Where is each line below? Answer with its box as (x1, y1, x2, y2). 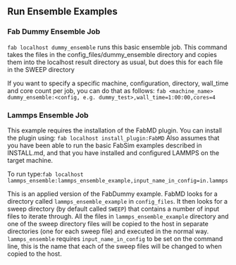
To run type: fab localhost (7, 169, 84, 178)
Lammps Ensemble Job (7, 110, 89, 120)
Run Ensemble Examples (7, 6, 118, 18)
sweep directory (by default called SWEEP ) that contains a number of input (7, 204, 220, 213)
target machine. (7, 156, 54, 164)
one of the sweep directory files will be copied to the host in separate (7, 219, 209, 228)
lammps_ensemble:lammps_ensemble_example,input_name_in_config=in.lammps (7, 177, 229, 184)
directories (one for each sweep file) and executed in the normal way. (7, 227, 209, 235)
